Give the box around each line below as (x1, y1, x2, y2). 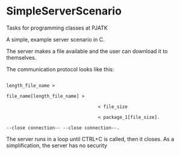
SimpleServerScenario (6, 4, 122, 18)
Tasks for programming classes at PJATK (6, 24, 108, 31)
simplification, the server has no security (6, 142, 107, 149)
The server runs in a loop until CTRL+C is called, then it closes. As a (6, 135, 175, 142)
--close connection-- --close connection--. (6, 125, 120, 131)
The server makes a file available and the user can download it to (6, 47, 168, 55)
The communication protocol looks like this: (6, 65, 114, 73)
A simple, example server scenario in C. (6, 36, 105, 43)
